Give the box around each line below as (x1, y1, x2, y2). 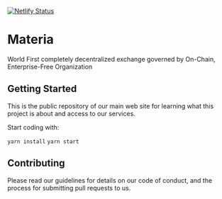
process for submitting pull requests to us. (7, 183, 131, 192)
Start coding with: (7, 123, 60, 131)
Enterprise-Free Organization (7, 62, 93, 71)
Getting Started (7, 83, 77, 95)
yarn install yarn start (7, 138, 79, 145)
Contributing (7, 157, 65, 169)
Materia (7, 32, 55, 47)
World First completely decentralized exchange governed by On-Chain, (7, 55, 216, 63)
